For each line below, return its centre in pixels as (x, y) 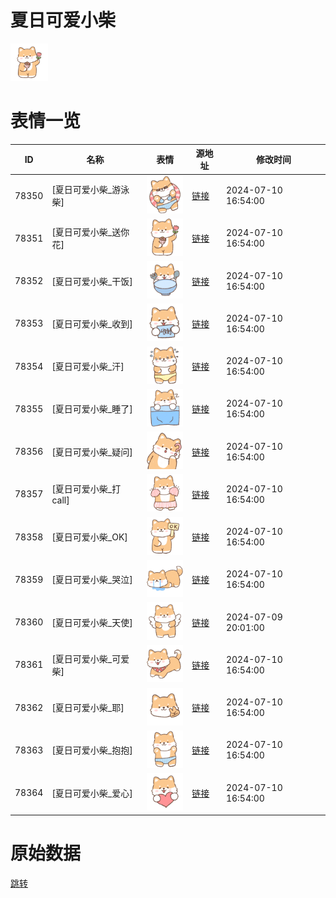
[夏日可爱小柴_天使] (92, 622)
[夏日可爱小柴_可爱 (90, 658)
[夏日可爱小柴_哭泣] (92, 580)
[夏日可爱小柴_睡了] (92, 409)
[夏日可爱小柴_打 (86, 489)
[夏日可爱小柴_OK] (89, 537)
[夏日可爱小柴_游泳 (90, 190)
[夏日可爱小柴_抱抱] (92, 750)
